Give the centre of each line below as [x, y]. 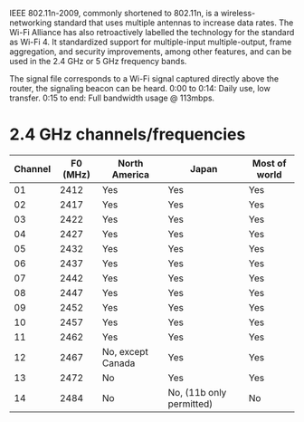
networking [31, 23]
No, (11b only [197, 392]
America [131, 174]
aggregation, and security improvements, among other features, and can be [151, 52]
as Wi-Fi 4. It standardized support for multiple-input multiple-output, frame [151, 42]
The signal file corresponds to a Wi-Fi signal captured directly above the [144, 79]
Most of [269, 163]
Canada [119, 363]
